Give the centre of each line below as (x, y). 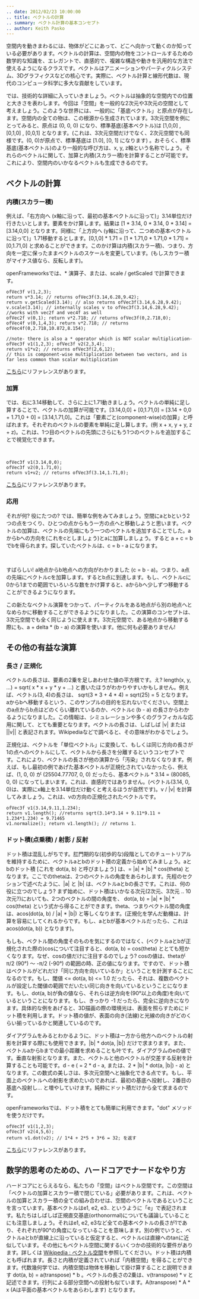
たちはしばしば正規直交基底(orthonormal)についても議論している (100, 1216)
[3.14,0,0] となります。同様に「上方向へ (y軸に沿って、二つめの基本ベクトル (99, 230)
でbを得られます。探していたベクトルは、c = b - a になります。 (83, 545)
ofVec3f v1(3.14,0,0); (34, 463)
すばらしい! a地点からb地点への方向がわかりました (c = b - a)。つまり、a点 (98, 570)
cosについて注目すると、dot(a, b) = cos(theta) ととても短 (114, 948)
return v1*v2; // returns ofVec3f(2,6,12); (61, 349)
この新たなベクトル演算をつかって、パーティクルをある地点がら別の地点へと (99, 604)
